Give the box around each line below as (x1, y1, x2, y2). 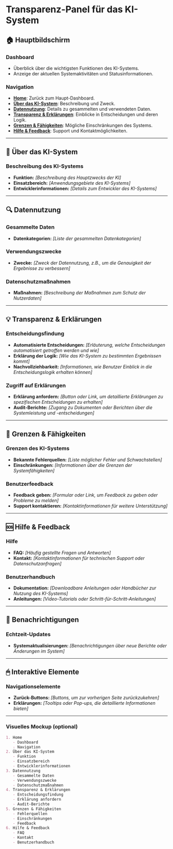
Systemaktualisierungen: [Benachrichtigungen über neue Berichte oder (13, 642, 167, 648)
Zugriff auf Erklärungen (6, 382, 66, 389)
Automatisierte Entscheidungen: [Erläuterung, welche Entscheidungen (13, 342, 166, 348)
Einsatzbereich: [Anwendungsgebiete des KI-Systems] (13, 180, 131, 186)
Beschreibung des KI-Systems (6, 163, 84, 170)
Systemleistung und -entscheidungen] (13, 410, 94, 416)
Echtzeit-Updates (6, 631, 51, 638)
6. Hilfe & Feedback (6, 825, 50, 831)
